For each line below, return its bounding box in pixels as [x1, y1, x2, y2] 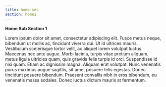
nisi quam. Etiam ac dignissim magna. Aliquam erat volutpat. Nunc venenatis [5, 61, 161, 67]
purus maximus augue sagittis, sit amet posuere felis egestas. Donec [5, 66, 146, 72]
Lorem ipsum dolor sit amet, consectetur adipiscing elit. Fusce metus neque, [5, 35, 162, 41]
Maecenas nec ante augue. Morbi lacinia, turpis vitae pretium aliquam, [5, 50, 149, 57]
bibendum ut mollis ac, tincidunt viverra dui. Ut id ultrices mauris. [5, 40, 138, 46]
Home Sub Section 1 [5, 25, 47, 31]
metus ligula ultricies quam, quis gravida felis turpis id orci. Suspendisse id [5, 56, 158, 62]
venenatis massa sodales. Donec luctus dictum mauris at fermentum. [5, 77, 146, 83]
